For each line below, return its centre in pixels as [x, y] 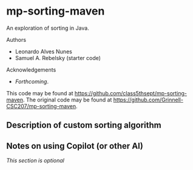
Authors [16, 39]
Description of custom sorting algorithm [84, 125]
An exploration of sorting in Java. [48, 28]
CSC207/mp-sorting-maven [41, 106]
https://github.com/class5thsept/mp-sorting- [131, 93]
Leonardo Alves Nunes [44, 51]
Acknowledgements [31, 70]
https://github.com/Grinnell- [148, 100]
